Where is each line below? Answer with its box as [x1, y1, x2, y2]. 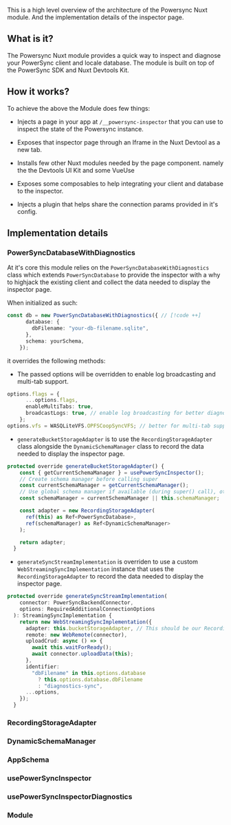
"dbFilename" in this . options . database [32, 669, 146, 676]
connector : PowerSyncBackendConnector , [19, 599, 134, 606]
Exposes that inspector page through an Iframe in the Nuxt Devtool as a [16, 138, 221, 147]
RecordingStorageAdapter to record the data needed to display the [16, 572, 204, 581]
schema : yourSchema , [25, 337, 85, 345]
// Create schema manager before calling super [19, 475, 158, 482]
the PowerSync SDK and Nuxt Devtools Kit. [7, 65, 129, 74]
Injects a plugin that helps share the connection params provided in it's [16, 200, 219, 208]
